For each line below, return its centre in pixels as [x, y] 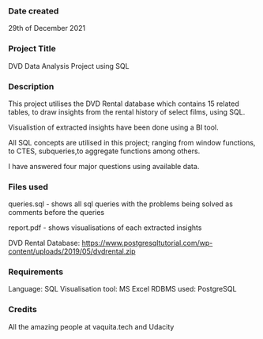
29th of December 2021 [47, 28]
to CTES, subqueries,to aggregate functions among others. [104, 151]
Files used [28, 186]
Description [31, 86]
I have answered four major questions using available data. [104, 166]
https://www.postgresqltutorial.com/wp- [147, 243]
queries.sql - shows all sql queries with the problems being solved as [120, 204]
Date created [34, 11]
